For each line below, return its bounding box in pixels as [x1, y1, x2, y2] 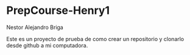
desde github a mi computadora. [6, 42, 88, 49]
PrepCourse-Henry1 [6, 4, 110, 18]
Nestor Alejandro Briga [6, 24, 64, 31]
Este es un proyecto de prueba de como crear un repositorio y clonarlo [6, 35, 185, 42]
